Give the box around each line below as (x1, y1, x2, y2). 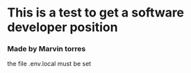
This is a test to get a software (7, 5, 185, 21)
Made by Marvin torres (7, 44, 86, 54)
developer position (7, 19, 118, 35)
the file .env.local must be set (7, 60, 92, 68)
